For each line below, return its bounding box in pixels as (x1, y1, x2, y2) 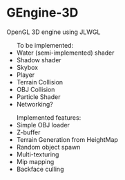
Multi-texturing (16, 150, 59, 159)
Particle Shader (16, 92, 61, 101)
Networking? (16, 100, 53, 108)
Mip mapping (16, 157, 55, 165)
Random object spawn (16, 143, 81, 151)
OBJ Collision (16, 85, 55, 93)
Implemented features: (16, 113, 81, 122)
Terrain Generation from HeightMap (16, 135, 119, 143)
